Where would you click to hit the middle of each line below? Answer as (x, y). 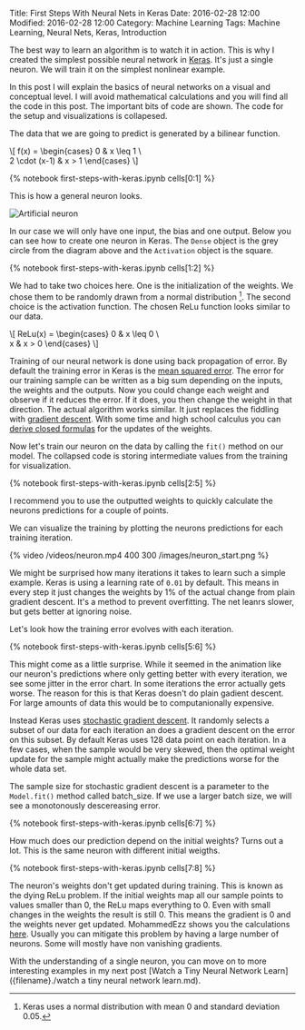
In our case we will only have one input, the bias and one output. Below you (151, 231)
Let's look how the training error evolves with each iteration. (122, 629)
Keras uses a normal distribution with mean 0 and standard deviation (151, 1006)
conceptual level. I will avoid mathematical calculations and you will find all (149, 96)
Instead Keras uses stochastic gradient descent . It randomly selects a (139, 720)
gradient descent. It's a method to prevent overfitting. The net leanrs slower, (152, 601)
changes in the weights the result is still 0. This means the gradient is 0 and (150, 914)
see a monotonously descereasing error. (85, 805)
